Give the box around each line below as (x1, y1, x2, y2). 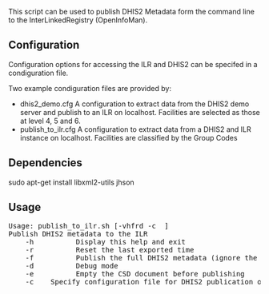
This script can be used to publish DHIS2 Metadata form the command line (8, 7, 255, 16)
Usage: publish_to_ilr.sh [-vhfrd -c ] (8, 221, 170, 231)
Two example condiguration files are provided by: (8, 83, 172, 93)
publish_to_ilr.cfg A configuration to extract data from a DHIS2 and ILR (19, 124, 251, 134)
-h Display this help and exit (25, 237, 187, 247)
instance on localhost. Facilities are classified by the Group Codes (19, 133, 238, 142)
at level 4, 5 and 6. (19, 116, 82, 125)
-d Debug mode (25, 261, 118, 271)
